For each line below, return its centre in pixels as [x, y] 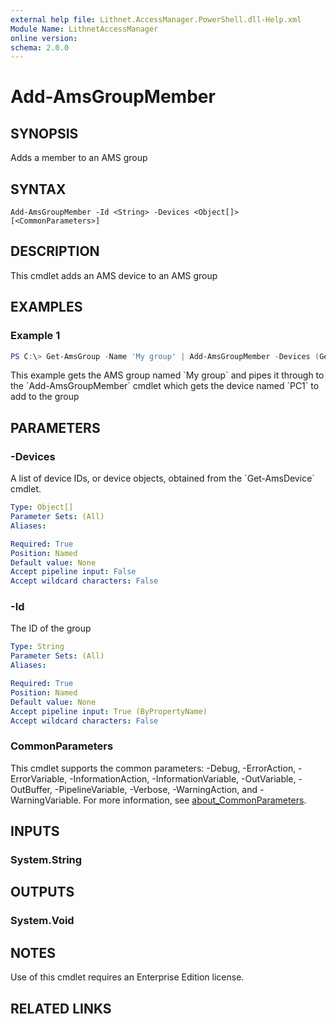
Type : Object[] [42, 507]
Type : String [37, 647]
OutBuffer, [31, 789]
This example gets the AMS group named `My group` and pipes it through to [167, 375]
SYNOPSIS [44, 133]
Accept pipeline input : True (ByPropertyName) [109, 711]
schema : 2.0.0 [40, 47]
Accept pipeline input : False [73, 572]
